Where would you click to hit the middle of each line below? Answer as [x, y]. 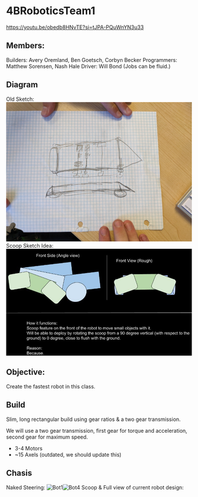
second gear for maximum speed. [47, 437]
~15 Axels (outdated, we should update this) [68, 455]
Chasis [19, 473]
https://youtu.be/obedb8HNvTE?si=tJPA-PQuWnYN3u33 [75, 27]
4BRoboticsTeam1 [51, 11]
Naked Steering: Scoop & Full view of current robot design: [95, 487]
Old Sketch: [20, 99]
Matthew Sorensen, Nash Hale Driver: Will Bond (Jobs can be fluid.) [88, 66]
